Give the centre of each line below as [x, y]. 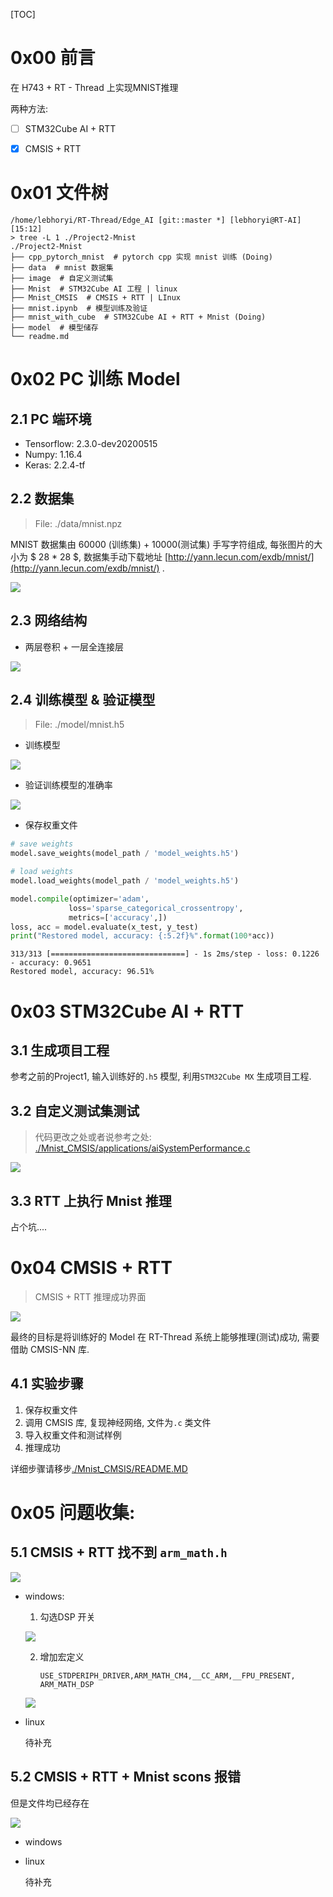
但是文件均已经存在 [50, 1803]
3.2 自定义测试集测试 [75, 1110]
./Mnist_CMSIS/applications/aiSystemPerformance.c [142, 1148]
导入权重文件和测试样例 [73, 1435]
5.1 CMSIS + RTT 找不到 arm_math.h [119, 1552]
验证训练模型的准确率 [68, 785]
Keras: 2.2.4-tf [55, 465]
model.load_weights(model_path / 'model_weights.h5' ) [125, 881]
